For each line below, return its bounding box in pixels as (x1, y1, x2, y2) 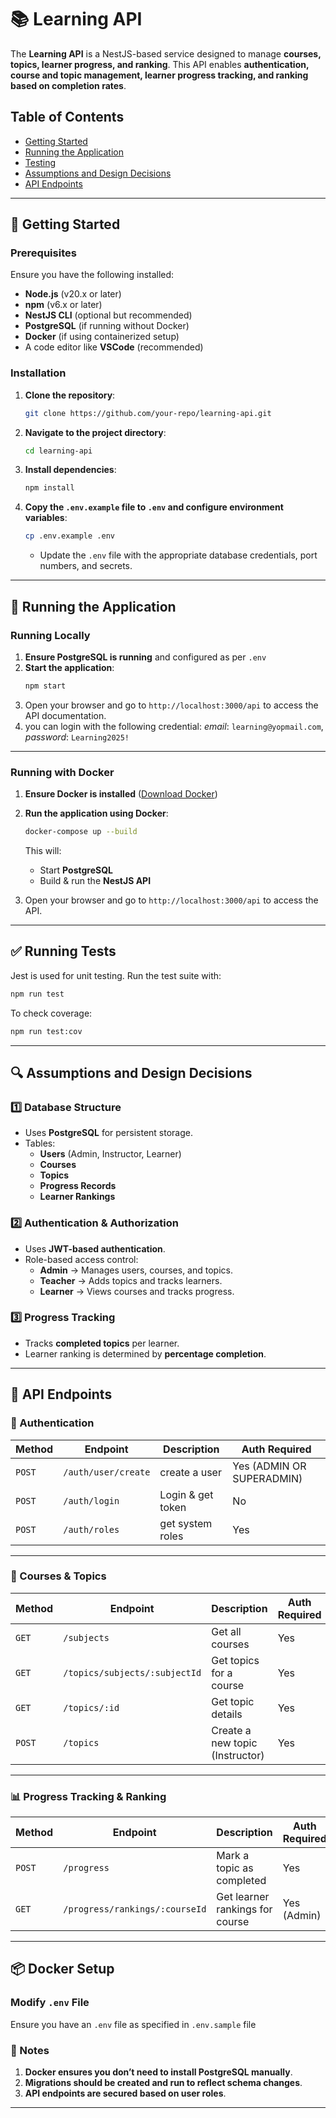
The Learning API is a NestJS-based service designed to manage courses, (10, 47, 322, 60)
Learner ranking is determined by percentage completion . (24, 1347, 267, 1360)
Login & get (159, 1487, 214, 1501)
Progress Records (39, 1180, 117, 1192)
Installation (10, 366, 67, 380)
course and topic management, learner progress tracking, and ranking (10, 69, 309, 81)
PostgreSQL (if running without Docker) (24, 320, 190, 332)
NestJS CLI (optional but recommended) (24, 309, 193, 321)
